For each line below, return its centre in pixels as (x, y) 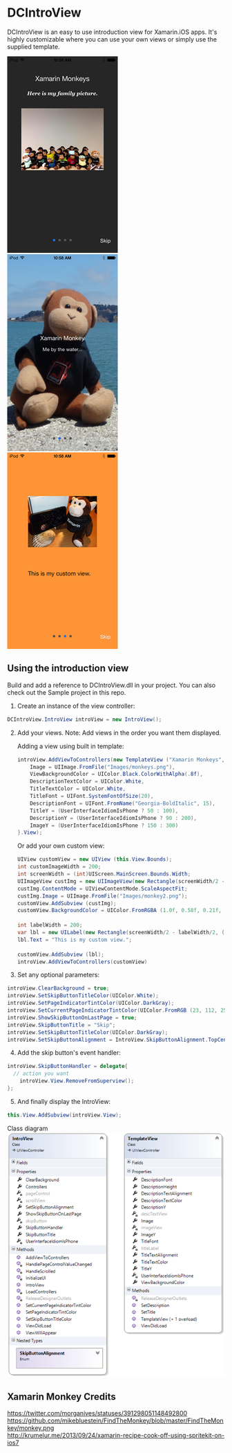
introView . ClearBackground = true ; (58, 988)
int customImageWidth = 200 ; (59, 867)
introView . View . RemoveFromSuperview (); (77, 1081)
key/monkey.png (31, 1428)
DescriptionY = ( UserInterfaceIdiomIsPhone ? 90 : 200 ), (114, 818)
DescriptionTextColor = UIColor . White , (87, 782)
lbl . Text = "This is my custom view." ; (75, 940)
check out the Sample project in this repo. (67, 692)
